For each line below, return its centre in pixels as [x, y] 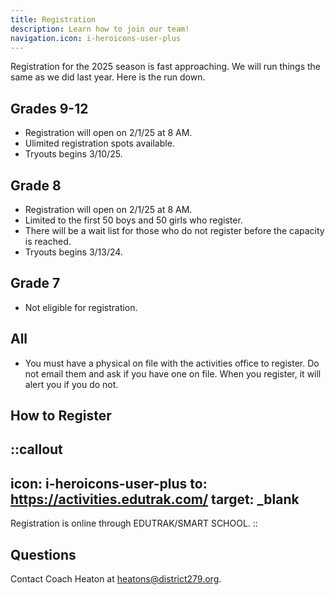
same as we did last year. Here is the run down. [108, 77]
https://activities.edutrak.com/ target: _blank [155, 499]
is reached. [48, 241]
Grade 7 [35, 283]
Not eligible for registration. [81, 307]
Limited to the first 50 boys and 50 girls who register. [133, 220]
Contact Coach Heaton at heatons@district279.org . [116, 579]
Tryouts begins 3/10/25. [73, 154]
